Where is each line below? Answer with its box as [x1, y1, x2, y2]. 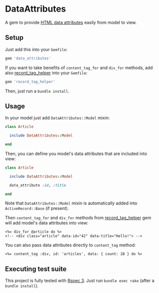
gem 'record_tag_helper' [5, 79, 55, 84]
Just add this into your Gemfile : [5, 46, 68, 52]
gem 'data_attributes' [5, 56, 51, 61]
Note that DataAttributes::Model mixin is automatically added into [5, 200, 138, 206]
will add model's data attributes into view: [5, 220, 88, 226]
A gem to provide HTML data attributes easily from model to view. [5, 19, 137, 25]
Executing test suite [5, 265, 67, 273]
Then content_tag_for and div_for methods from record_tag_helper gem [5, 215, 152, 221]
